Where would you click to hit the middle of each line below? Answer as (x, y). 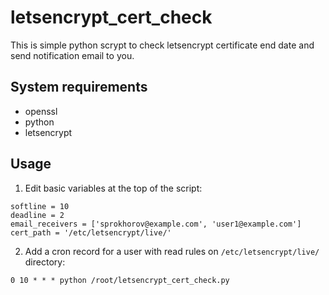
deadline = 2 (37, 215)
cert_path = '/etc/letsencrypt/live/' (91, 232)
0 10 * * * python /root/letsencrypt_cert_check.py (120, 280)
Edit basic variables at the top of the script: (113, 188)
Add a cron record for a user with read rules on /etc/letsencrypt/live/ (172, 251)
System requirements (79, 87)
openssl (41, 111)
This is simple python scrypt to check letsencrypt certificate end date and (162, 45)
